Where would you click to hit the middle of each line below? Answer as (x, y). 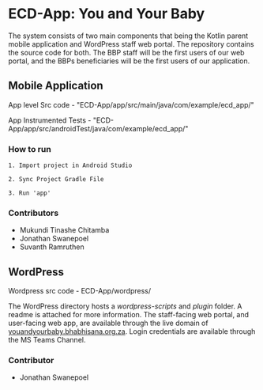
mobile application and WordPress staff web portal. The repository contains (131, 44)
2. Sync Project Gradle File (56, 180)
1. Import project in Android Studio (70, 166)
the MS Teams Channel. (47, 340)
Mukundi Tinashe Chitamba (64, 230)
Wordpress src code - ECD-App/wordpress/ (80, 291)
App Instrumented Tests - (50, 120)
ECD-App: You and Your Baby (107, 14)
